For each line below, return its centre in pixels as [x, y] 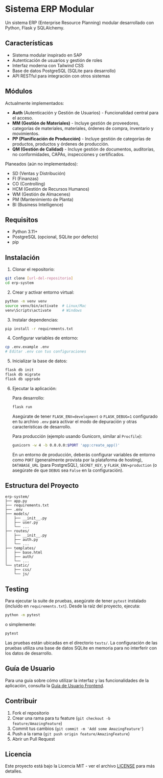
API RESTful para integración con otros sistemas [61, 76]
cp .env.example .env [27, 347]
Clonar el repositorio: [33, 269]
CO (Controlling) [29, 184]
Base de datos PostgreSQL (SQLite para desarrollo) [64, 71]
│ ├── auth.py [22, 540]
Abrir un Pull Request [34, 739]
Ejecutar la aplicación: [35, 388]
